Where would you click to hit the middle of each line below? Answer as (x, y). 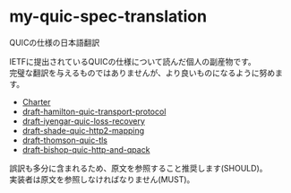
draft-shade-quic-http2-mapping (83, 130)
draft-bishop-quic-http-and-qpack (86, 149)
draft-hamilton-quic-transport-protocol (94, 111)
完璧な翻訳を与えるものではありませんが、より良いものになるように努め (142, 73)
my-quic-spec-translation (108, 17)
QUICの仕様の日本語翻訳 (55, 42)
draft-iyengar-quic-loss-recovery (84, 121)
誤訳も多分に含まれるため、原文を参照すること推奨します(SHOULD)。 (138, 168)
